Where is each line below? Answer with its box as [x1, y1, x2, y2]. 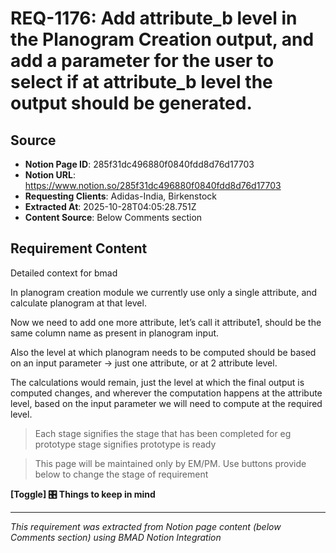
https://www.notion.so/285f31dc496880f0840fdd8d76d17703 [24, 180, 282, 191]
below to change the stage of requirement [34, 468, 209, 480]
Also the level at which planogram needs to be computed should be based [10, 346, 317, 358]
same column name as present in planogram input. [10, 327, 220, 339]
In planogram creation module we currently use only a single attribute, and [10, 286, 318, 298]
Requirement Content [10, 240, 148, 257]
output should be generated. [10, 92, 253, 115]
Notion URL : [24, 169, 76, 181]
